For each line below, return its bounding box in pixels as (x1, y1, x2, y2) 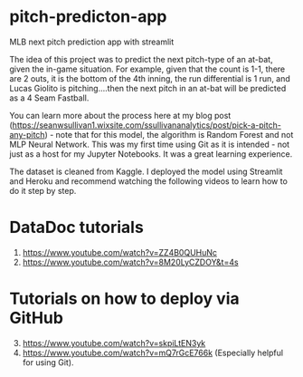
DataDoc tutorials (9, 217, 145, 237)
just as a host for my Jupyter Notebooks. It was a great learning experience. (9, 148, 293, 159)
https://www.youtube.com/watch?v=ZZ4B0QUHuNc (22, 246, 218, 257)
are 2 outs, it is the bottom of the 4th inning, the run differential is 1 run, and (9, 72, 291, 83)
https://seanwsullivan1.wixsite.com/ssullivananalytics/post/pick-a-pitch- (12, 120, 282, 130)
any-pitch (9, 129, 45, 140)
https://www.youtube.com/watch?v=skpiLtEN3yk (22, 337, 206, 348)
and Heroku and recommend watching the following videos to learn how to (9, 175, 288, 187)
